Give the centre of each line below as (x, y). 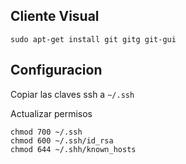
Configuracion (56, 70)
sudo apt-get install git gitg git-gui (93, 39)
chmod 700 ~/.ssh (46, 132)
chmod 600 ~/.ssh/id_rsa (62, 140)
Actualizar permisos (51, 113)
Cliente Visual (55, 16)
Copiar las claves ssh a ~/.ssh (72, 94)
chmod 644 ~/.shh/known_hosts (73, 149)
